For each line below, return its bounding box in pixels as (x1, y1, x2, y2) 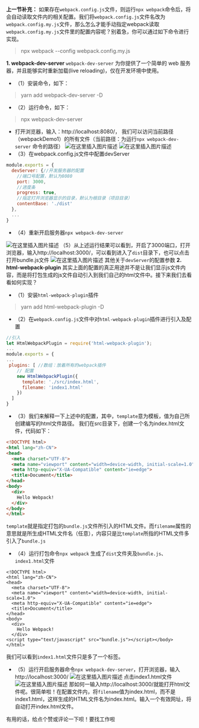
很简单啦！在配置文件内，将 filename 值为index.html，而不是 (30, 688, 176, 695)
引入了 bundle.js (6, 537, 46, 544)
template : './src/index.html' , (21, 379, 99, 385)
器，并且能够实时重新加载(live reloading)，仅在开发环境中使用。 (6, 67, 162, 74)
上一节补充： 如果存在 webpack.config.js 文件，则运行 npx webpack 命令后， (6, 6, 186, 12)
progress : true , (17, 190, 57, 196)
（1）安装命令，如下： (14, 80, 69, 87)
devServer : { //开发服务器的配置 (11, 168, 84, 174)
